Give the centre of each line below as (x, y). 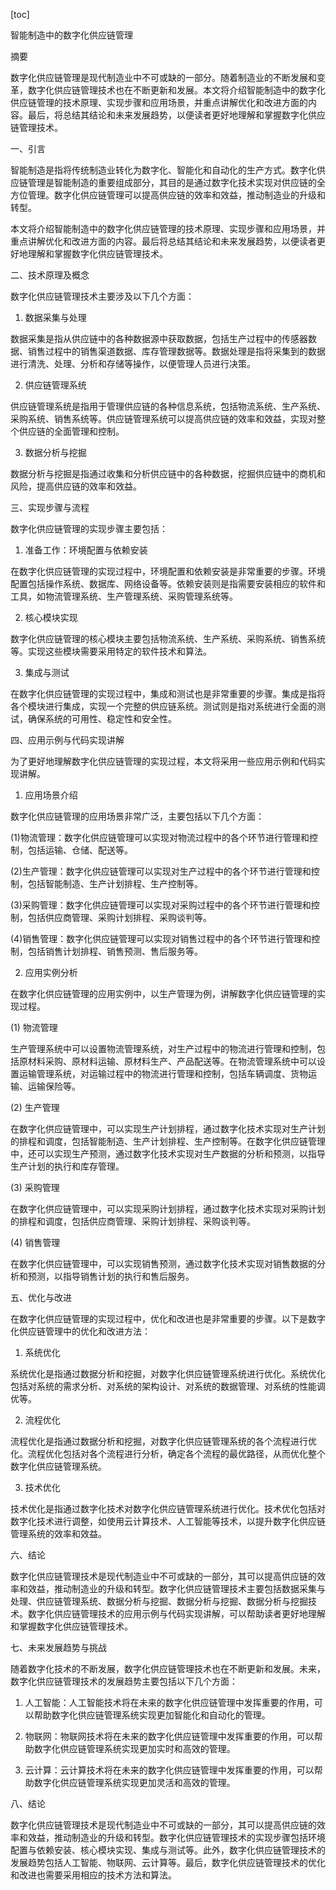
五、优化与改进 (41, 1297)
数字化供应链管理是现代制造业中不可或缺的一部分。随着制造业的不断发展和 (163, 77)
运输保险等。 (54, 1086)
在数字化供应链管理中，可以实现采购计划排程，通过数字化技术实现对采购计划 (168, 1208)
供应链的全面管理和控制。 (71, 431)
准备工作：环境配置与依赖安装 (86, 550)
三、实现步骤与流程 (50, 507)
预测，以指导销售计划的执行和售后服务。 (111, 1276)
